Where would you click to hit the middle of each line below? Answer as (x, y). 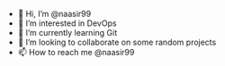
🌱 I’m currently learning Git (67, 33)
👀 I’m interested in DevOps (67, 23)
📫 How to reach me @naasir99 (76, 52)
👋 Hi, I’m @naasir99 (54, 14)
